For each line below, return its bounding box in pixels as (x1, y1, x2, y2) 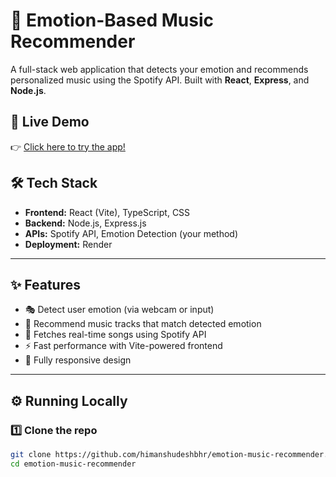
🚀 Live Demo (10, 114, 90, 131)
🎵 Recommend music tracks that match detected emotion (24, 318, 262, 330)
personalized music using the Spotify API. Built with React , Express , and (10, 74, 310, 86)
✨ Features (10, 276, 81, 293)
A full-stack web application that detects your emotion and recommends (10, 63, 309, 75)
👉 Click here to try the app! (10, 140, 126, 153)
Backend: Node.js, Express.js (24, 217, 147, 229)
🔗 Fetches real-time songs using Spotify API (24, 329, 207, 341)
